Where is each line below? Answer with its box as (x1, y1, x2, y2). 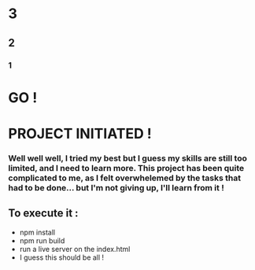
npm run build (19, 235, 65, 245)
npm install (19, 227, 56, 237)
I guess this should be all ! (19, 253, 105, 262)
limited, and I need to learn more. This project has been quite (8, 162, 245, 173)
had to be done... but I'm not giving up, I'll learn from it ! (8, 182, 224, 193)
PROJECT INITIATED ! (8, 124, 152, 142)
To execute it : (8, 206, 79, 220)
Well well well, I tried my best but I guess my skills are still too (8, 153, 248, 164)
